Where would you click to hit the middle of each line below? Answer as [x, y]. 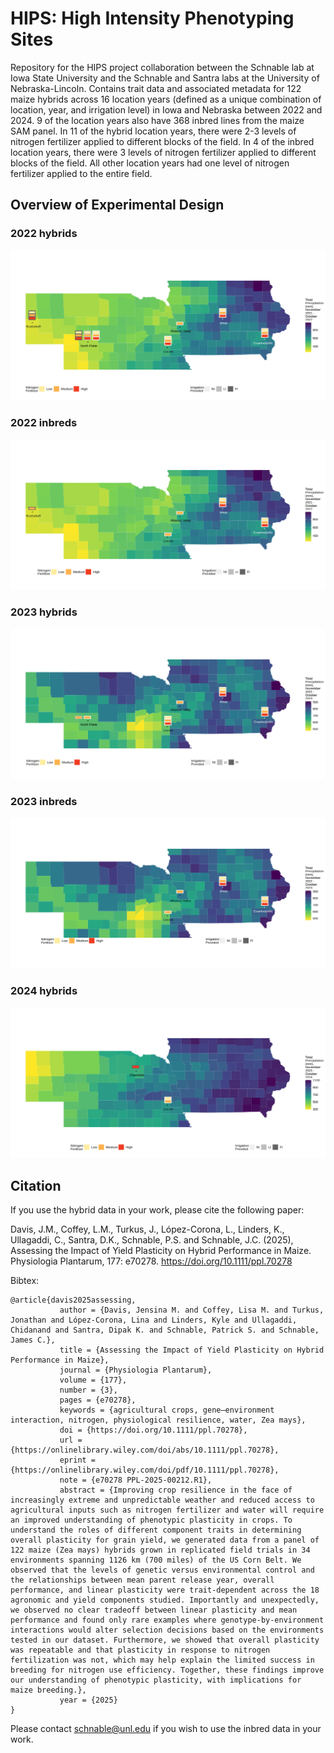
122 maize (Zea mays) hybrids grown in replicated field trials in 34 [160, 1550]
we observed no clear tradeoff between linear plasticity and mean [154, 1610]
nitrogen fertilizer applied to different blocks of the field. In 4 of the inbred [162, 141]
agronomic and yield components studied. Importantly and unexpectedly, [165, 1600]
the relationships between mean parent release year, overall [142, 1580]
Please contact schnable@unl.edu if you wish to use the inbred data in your [166, 1728]
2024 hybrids [44, 991]
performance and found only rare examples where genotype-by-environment [167, 1620]
